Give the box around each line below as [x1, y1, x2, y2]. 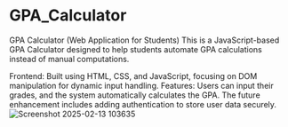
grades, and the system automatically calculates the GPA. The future [9, 90, 260, 100]
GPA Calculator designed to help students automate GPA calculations [9, 44, 262, 54]
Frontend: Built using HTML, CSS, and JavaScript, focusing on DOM [9, 70, 258, 81]
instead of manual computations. [9, 53, 130, 64]
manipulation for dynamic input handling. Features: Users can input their [9, 80, 274, 91]
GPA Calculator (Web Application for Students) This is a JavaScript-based [9, 35, 280, 45]
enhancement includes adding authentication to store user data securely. [9, 99, 277, 109]
